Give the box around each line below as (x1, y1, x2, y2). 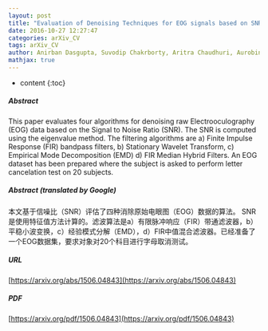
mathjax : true (8, 57, 56, 65)
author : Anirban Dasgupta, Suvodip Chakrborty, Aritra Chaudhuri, (8, 49, 234, 57)
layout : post (8, 11, 52, 20)
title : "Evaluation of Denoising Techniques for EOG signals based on (8, 19, 248, 27)
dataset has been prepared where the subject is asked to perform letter (8, 159, 243, 168)
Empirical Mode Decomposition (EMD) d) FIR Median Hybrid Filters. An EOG (8, 150, 258, 160)
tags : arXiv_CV (8, 41, 59, 49)
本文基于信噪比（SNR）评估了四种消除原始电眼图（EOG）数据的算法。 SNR (8, 207, 257, 216)
